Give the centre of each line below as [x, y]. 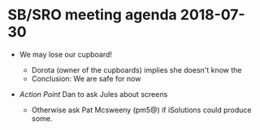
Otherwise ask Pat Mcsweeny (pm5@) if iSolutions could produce [141, 110]
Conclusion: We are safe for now [86, 78]
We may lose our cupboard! [66, 54]
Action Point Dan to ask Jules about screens [93, 94]
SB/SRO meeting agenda [93, 15]
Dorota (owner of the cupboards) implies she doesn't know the [136, 69]
